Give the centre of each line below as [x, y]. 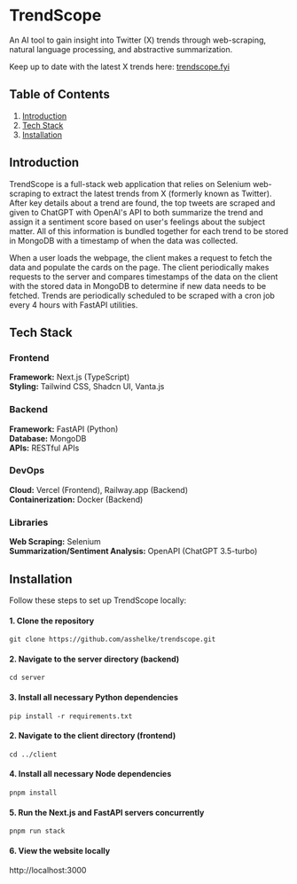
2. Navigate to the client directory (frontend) [93, 736]
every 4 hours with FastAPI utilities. [74, 305]
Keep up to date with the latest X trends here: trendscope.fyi [120, 66]
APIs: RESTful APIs [44, 448]
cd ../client [33, 755]
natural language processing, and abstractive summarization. [121, 49]
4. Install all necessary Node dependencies [90, 774]
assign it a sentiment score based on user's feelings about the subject [137, 222]
